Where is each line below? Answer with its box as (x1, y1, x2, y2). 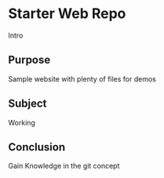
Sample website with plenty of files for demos (8, 74, 157, 83)
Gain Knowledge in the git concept (8, 162, 120, 171)
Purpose (8, 53, 51, 67)
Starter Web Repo (8, 5, 126, 23)
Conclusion (8, 140, 66, 154)
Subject (8, 97, 47, 111)
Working (8, 118, 35, 127)
